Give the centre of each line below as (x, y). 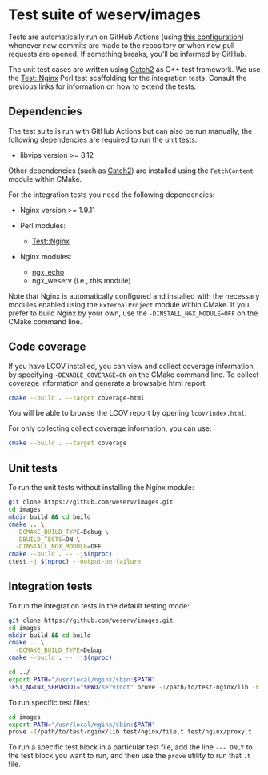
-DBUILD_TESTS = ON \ (48, 539)
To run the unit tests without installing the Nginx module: (101, 488)
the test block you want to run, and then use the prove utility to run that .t (130, 756)
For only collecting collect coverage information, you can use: (110, 428)
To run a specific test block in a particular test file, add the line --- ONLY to (131, 747)
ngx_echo (48, 272)
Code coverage (47, 347)
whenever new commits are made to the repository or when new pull (122, 45)
